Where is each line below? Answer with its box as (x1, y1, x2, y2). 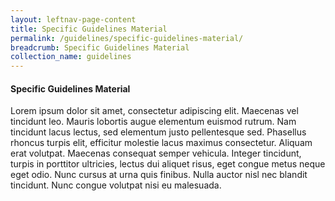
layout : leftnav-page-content (10, 14, 137, 25)
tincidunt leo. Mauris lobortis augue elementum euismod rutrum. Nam (10, 116, 297, 128)
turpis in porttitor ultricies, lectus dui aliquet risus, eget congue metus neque (10, 158, 326, 170)
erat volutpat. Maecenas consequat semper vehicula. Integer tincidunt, (10, 147, 302, 160)
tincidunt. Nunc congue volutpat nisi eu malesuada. (10, 179, 222, 191)
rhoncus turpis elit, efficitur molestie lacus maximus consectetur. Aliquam (10, 137, 313, 149)
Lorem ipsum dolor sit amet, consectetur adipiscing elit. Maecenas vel (10, 105, 299, 117)
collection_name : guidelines (10, 52, 132, 62)
